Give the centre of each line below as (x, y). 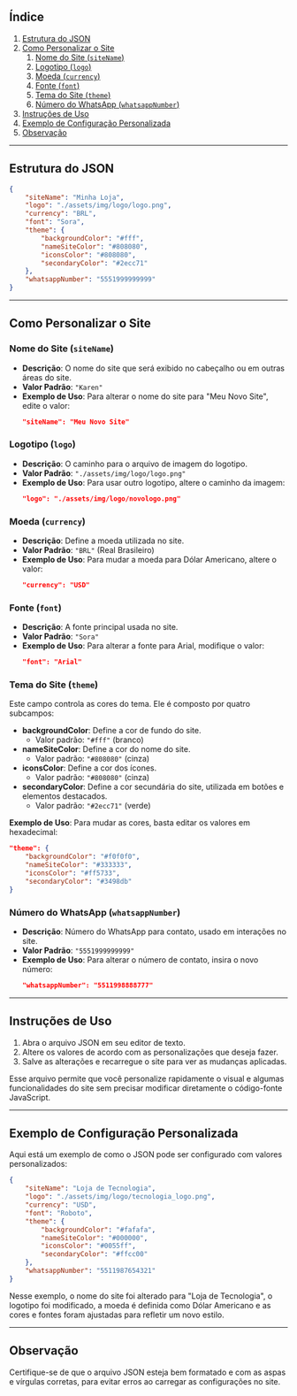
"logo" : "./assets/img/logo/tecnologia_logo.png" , (120, 1197)
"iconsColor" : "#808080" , (89, 255)
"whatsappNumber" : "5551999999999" (91, 280)
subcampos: (32, 713)
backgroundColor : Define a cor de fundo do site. (111, 731)
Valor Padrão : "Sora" (60, 637)
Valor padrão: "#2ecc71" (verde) (93, 806)
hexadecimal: (34, 832)
